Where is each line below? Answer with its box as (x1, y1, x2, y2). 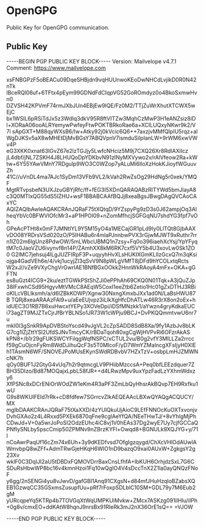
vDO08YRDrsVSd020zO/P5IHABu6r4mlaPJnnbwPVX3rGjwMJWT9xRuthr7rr (6, 231, 197, 238)
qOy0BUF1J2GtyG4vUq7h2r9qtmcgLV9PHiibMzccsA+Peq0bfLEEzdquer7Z (6, 361, 195, 368)
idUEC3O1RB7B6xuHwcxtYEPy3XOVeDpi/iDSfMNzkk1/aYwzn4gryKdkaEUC (6, 302, 195, 309)
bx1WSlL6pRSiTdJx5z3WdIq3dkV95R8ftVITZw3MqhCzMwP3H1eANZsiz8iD (6, 115, 196, 122)
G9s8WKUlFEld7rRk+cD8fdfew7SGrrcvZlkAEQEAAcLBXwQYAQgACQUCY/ (6, 393, 194, 400)
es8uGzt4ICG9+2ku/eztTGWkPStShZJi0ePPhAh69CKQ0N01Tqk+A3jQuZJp (6, 277, 195, 284)
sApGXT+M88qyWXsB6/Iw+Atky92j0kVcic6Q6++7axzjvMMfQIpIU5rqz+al (12, 127, 198, 135)
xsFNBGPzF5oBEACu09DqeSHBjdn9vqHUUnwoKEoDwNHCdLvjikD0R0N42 (6, 76, 197, 83)
